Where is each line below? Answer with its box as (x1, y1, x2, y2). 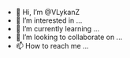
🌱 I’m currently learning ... (15, 24, 100, 33)
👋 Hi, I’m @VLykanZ (15, 8, 80, 16)
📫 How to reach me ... (15, 42, 89, 50)
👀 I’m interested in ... (15, 16, 83, 25)
